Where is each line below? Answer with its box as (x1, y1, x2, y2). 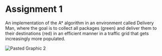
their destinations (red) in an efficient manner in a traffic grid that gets (5, 30, 149, 36)
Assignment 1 (5, 3, 63, 15)
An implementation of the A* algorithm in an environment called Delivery (5, 20, 154, 26)
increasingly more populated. (5, 36, 65, 42)
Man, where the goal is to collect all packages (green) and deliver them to (5, 25, 157, 31)
